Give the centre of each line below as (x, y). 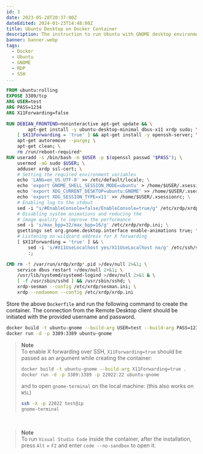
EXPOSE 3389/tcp (27, 96)
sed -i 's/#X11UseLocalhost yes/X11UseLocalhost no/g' (98, 248)
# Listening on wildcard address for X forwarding (82, 237)
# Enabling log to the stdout (55, 202)
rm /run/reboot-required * (50, 152)
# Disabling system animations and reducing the (79, 214)
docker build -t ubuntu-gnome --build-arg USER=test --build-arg (90, 327)
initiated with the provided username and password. (71, 317)
